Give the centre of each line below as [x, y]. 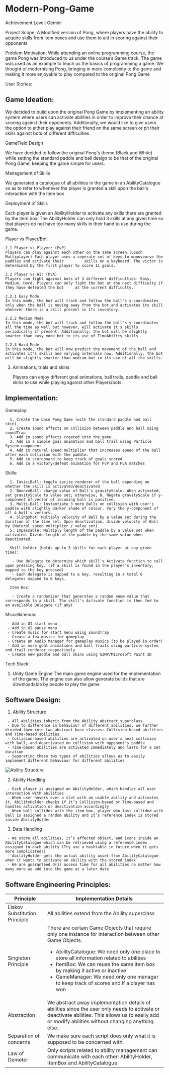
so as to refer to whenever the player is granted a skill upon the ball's [77, 188]
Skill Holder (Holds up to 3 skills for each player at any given [81, 548]
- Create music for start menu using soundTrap [58, 632]
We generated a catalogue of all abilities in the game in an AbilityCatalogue [83, 183]
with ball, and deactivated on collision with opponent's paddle [75, 743]
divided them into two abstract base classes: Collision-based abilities [84, 730]
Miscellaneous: [21, 614]
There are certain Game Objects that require [99, 928]
